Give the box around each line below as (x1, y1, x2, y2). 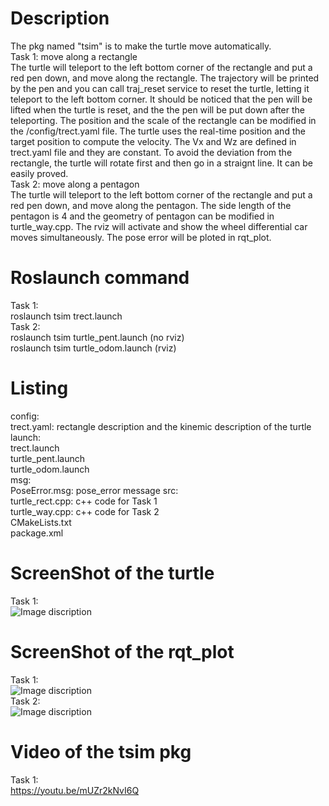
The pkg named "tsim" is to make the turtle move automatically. (10, 40, 272, 52)
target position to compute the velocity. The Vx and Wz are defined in (10, 135, 297, 147)
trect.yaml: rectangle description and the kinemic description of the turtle (10, 420, 312, 432)
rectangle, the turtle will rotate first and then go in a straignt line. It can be (10, 157, 313, 169)
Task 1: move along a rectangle (10, 50, 138, 62)
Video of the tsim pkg (10, 740, 192, 763)
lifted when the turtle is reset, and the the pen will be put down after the (10, 103, 305, 116)
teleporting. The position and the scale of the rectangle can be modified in (10, 114, 317, 126)
